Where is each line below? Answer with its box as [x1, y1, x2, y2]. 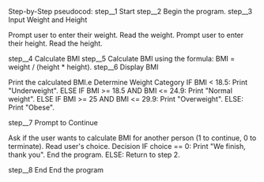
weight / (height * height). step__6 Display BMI [8, 62, 159, 72]
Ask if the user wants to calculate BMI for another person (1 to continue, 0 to [8, 133, 257, 143]
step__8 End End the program [8, 165, 104, 174]
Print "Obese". [8, 102, 55, 112]
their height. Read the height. [8, 39, 103, 48]
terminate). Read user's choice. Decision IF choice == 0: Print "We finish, [8, 142, 247, 150]
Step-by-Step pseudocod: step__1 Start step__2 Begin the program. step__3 [8, 7, 253, 16]
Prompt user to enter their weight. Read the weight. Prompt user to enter [8, 31, 244, 39]
